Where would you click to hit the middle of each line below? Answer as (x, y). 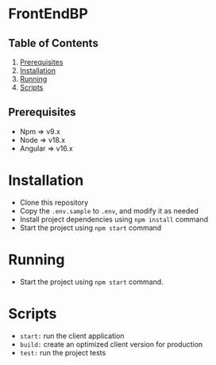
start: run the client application (72, 336)
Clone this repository (54, 202)
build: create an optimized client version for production (111, 344)
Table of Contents (54, 43)
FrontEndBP (48, 14)
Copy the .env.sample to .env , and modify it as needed (109, 210)
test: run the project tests (63, 352)
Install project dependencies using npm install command (114, 219)
